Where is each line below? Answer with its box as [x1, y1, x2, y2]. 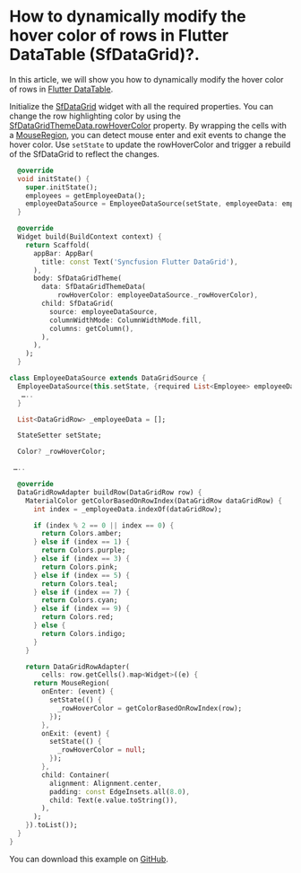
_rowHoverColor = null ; [56, 746, 146, 755]
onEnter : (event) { [41, 687, 115, 696]
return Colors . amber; [41, 529, 123, 538]
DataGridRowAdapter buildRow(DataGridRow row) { [17, 487, 202, 497]
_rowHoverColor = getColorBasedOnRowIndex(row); [56, 703, 243, 712]
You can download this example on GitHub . [9, 853, 168, 864]
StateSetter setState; [17, 431, 102, 441]
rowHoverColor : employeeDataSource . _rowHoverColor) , [56, 291, 258, 300]
